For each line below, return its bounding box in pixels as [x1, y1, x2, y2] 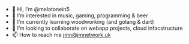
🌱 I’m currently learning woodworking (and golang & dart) [11, 18, 154, 25]
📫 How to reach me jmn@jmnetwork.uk [11, 32, 111, 38]
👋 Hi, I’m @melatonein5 [11, 6, 70, 12]
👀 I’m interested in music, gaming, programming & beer [11, 12, 148, 19]
